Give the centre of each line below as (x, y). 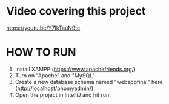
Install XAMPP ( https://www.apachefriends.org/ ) (75, 69)
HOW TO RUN (41, 52)
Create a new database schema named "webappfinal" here (89, 82)
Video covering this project (76, 11)
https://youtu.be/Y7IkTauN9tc (43, 28)
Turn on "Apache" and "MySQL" (55, 75)
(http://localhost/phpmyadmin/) (54, 88)
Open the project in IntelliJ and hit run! (63, 94)
